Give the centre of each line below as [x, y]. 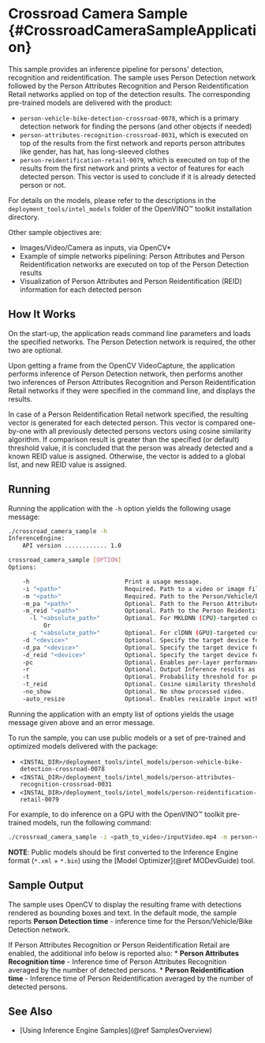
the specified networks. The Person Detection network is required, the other [132, 342]
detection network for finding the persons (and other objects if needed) [136, 126]
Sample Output [46, 886]
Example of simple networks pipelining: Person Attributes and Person [132, 256]
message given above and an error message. [82, 722]
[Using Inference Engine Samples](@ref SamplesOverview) [116, 1030]
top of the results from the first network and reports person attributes [132, 143]
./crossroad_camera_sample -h [58, 531]
